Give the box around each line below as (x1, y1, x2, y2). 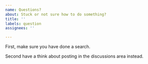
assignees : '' (5, 26, 35, 31)
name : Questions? (5, 7, 42, 12)
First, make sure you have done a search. (5, 44, 91, 50)
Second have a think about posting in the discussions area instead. (5, 53, 144, 60)
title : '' (5, 16, 26, 21)
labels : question (5, 21, 42, 26)
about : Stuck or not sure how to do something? (5, 12, 107, 17)
